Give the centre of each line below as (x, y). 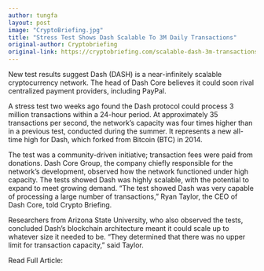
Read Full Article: (35, 260)
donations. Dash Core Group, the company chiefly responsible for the (121, 163)
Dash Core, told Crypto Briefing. (60, 205)
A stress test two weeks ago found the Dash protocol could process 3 (121, 106)
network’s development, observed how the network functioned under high (128, 171)
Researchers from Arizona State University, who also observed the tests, (126, 220)
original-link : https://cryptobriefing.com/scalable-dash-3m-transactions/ (135, 52)
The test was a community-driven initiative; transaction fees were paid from (131, 155)
